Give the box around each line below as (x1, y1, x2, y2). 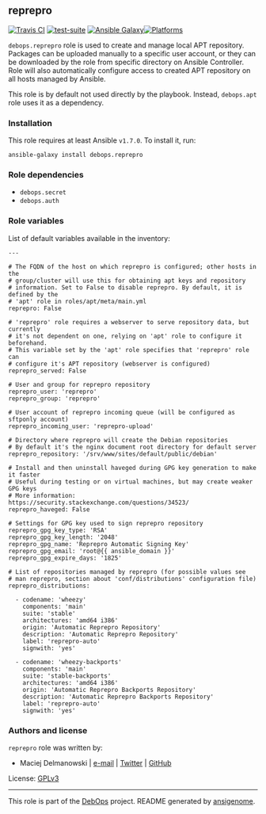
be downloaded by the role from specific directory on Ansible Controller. (8, 57, 244, 67)
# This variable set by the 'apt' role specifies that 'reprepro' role (8, 346, 249, 353)
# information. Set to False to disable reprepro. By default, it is (8, 283, 243, 292)
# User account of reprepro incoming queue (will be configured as (8, 408, 236, 416)
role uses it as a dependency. (8, 97, 104, 107)
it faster (8, 471, 41, 479)
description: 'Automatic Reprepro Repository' (22, 630, 179, 638)
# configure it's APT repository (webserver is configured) (8, 360, 211, 368)
